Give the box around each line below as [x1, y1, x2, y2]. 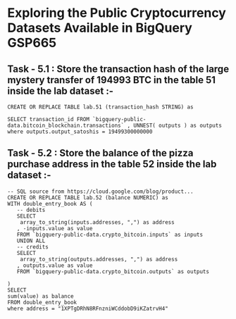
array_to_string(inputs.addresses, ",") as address [20, 218, 175, 226]
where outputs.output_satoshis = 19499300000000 [7, 128, 153, 135]
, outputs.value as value [16, 262, 93, 269]
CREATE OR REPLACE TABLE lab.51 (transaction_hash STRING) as [7, 104, 194, 111]
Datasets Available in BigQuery [7, 20, 192, 36]
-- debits [16, 206, 46, 213]
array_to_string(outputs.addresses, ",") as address [20, 256, 178, 263]
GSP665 [7, 35, 57, 51]
